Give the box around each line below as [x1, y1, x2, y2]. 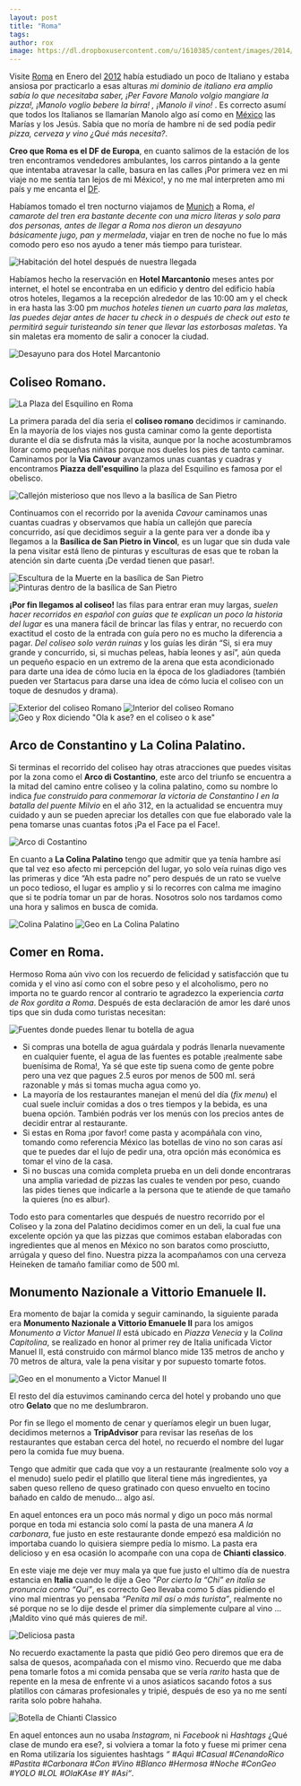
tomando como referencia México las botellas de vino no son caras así [21, 1136, 283, 1148]
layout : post [9, 13, 58, 22]
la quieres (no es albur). [21, 1193, 110, 1204]
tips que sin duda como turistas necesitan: [9, 1006, 167, 1018]
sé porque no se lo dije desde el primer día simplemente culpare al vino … [9, 1603, 282, 1614]
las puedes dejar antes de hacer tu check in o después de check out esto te [9, 312, 290, 323]
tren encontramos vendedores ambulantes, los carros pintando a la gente [9, 155, 280, 166]
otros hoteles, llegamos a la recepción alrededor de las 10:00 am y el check [9, 293, 288, 304]
